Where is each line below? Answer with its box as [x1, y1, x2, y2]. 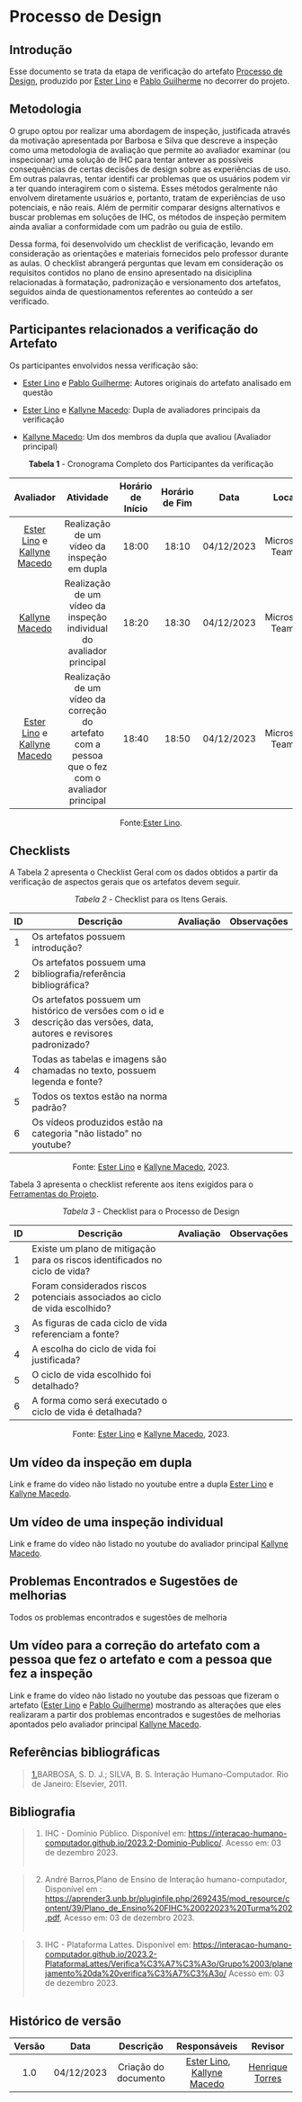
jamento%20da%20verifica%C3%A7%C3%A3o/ [44, 1968, 227, 1979]
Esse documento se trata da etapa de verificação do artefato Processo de [9, 66, 283, 76]
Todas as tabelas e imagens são [31, 1053, 167, 1065]
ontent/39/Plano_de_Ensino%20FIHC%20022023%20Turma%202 [44, 1903, 293, 1914]
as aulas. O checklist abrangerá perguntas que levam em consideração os [9, 257, 284, 268]
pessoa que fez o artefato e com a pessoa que [9, 1652, 272, 1667]
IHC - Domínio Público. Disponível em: [44, 1828, 187, 1839]
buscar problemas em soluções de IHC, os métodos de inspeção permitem [9, 211, 287, 222]
